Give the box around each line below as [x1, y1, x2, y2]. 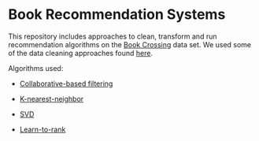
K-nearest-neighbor [19, 94, 84, 103]
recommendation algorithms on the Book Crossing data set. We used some [8, 39, 252, 49]
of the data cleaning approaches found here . [8, 48, 154, 58]
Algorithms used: [8, 63, 64, 72]
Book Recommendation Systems [8, 6, 226, 24]
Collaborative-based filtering [19, 79, 113, 88]
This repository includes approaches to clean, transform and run [8, 32, 217, 41]
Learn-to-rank [19, 124, 66, 134]
